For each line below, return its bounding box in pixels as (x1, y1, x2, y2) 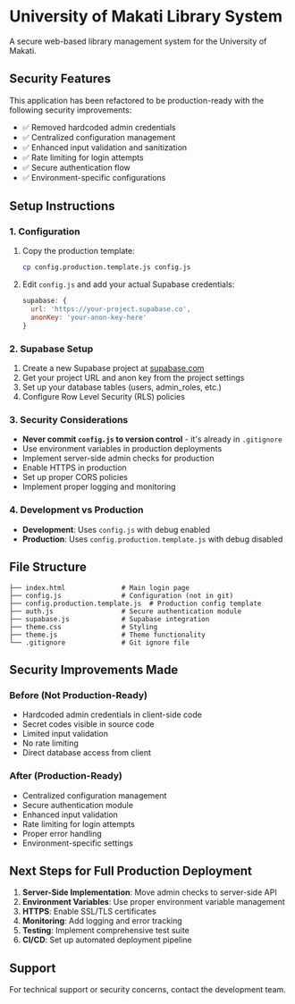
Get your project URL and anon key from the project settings (21, 373, 245, 384)
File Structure (9, 560, 87, 575)
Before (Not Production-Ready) (9, 688, 147, 701)
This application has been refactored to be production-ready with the (9, 95, 265, 105)
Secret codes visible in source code (21, 719, 155, 730)
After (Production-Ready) (9, 770, 122, 782)
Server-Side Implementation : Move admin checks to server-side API (21, 887, 277, 898)
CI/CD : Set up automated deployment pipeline (21, 934, 192, 945)
